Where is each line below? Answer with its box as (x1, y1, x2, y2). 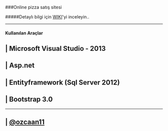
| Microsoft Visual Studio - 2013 (5, 44, 106, 53)
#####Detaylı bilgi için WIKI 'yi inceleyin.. (5, 14, 89, 19)
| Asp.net (5, 61, 35, 70)
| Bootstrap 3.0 (5, 95, 53, 104)
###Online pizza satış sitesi (5, 4, 62, 10)
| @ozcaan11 (5, 118, 45, 126)
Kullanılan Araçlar (5, 30, 43, 36)
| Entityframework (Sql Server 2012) (5, 78, 120, 87)
